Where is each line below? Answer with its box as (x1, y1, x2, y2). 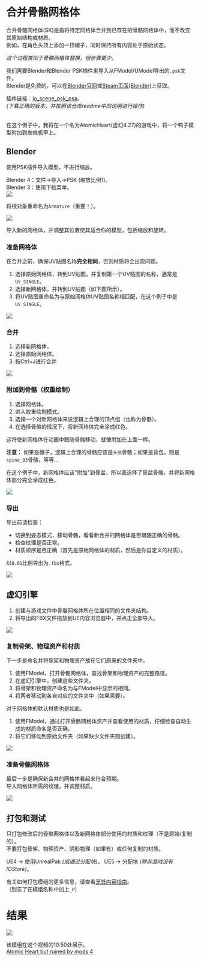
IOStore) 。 (6, 866, 32, 873)
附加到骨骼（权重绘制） (6, 385, 74, 394)
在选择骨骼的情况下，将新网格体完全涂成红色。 (14, 423, 131, 430)
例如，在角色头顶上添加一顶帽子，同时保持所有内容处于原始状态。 (6, 41, 169, 49)
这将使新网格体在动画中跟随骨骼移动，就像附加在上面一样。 (6, 436, 154, 443)
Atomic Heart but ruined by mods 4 (6, 948, 94, 955)
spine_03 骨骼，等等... (6, 456, 59, 463)
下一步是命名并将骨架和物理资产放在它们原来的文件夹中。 (6, 657, 148, 664)
